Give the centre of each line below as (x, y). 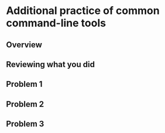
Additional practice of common (83, 11)
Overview (24, 45)
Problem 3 (25, 124)
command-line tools (56, 23)
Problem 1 (24, 84)
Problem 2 (25, 104)
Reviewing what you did (51, 64)
